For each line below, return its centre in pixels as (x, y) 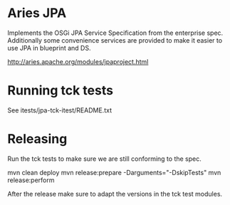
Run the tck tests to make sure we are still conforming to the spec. (104, 159)
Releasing (37, 139)
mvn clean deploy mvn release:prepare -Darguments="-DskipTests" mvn (114, 172)
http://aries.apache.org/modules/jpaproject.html (78, 61)
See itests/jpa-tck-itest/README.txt (60, 110)
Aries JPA (37, 13)
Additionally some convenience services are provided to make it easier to (115, 40)
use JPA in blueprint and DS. (49, 48)
